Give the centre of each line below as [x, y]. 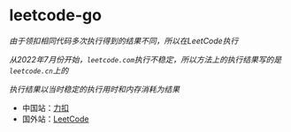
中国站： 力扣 [45, 107]
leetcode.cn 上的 [39, 70]
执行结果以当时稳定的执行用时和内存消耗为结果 [94, 89]
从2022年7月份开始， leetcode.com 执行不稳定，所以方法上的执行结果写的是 [145, 59]
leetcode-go [55, 15]
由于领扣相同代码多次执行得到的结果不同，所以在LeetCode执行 [124, 40]
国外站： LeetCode [55, 119]
